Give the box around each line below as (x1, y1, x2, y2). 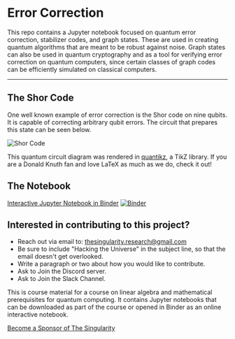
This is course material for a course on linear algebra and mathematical (7, 288, 213, 296)
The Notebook (7, 180, 71, 192)
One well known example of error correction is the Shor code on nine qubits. (7, 110, 227, 119)
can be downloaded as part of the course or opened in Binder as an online (7, 303, 222, 312)
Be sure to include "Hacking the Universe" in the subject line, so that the (17, 245, 226, 253)
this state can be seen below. (7, 125, 92, 134)
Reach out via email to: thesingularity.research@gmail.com (17, 238, 187, 246)
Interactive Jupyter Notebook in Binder (7, 199, 119, 207)
